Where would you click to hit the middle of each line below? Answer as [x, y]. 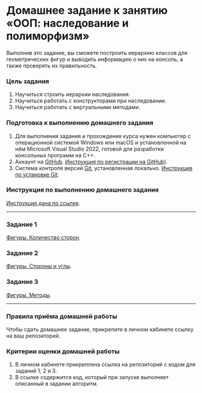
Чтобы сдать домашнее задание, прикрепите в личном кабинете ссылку [100, 330]
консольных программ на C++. [55, 155]
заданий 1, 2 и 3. [36, 371]
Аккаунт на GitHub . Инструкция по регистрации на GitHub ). [91, 162]
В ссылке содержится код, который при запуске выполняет [92, 377]
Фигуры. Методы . [29, 295]
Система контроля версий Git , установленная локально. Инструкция [104, 168]
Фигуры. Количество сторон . [44, 237]
